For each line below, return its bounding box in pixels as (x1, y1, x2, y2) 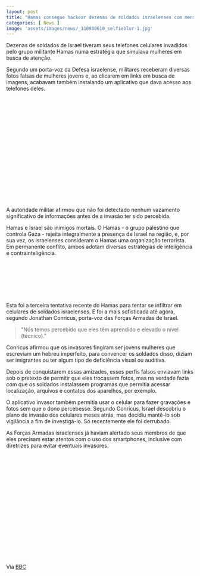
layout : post (6, 8, 39, 15)
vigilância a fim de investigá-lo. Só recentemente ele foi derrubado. (6, 418, 171, 425)
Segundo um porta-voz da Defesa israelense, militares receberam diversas (6, 66, 190, 73)
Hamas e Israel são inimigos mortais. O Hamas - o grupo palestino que (6, 224, 180, 232)
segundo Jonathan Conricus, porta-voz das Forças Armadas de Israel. (6, 315, 179, 322)
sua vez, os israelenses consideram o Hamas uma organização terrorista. (6, 237, 186, 244)
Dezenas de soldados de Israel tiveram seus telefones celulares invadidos (6, 42, 187, 49)
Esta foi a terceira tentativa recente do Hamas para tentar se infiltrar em (6, 302, 182, 309)
